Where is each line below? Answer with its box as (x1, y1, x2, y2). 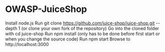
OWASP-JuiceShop (5, 3, 87, 15)
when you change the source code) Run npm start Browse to (5, 36, 131, 42)
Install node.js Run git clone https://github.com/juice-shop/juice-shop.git (5, 20, 155, 26)
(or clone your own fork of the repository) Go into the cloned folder (21, 25, 159, 31)
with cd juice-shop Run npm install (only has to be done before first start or (5, 30, 160, 36)
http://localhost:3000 (5, 41, 49, 47)
